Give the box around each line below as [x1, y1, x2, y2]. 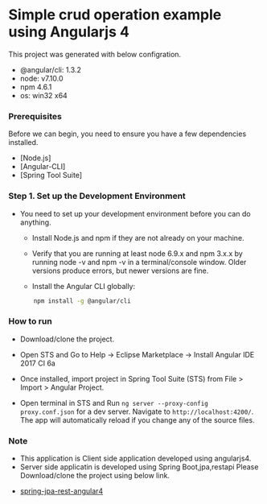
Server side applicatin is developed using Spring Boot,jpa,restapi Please [19, 462, 259, 472]
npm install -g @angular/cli [33, 296, 131, 305]
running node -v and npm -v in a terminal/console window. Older [31, 257, 247, 266]
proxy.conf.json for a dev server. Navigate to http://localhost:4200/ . [19, 407, 254, 416]
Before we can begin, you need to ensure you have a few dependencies [8, 129, 247, 138]
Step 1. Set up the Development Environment [8, 191, 187, 202]
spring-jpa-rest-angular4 [19, 486, 104, 496]
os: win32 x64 [19, 90, 68, 100]
